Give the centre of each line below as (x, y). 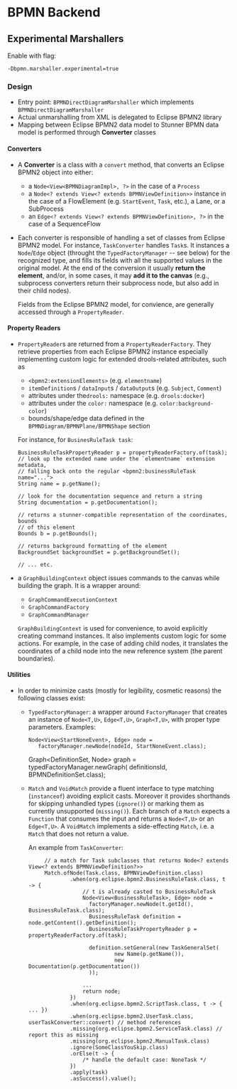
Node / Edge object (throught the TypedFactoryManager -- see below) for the (124, 253)
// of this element (46, 527)
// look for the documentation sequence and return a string (110, 496)
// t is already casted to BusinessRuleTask (149, 891)
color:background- (187, 404)
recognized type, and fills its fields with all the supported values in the (120, 260)
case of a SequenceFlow (65, 223)
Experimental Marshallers (66, 39)
